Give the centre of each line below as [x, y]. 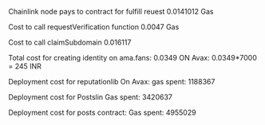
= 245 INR [25, 66]
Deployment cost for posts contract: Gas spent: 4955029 [103, 112]
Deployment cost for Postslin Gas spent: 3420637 [91, 97]
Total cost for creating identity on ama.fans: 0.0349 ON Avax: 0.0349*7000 [132, 58]
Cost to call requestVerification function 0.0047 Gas [94, 27]
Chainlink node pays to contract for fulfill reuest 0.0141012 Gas [111, 12]
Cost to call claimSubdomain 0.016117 [70, 42]
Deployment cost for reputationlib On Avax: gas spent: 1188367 [112, 82]
